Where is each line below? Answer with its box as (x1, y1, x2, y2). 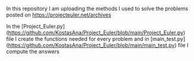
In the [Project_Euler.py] (6, 23, 65, 30)
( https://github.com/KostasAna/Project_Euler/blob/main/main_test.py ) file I (6, 41, 189, 49)
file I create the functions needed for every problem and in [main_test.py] (6, 36, 186, 42)
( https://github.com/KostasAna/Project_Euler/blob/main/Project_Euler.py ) (6, 29, 186, 36)
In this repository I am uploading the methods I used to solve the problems (6, 5, 189, 12)
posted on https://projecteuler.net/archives (6, 11, 111, 18)
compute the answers (6, 48, 60, 55)
